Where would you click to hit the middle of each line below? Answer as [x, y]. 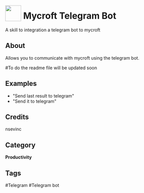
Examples [21, 84]
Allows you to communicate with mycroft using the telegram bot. [73, 58]
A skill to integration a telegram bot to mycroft [53, 30]
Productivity [18, 157]
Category [20, 145]
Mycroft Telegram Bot [70, 16]
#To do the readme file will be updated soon [51, 68]
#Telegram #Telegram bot [32, 185]
